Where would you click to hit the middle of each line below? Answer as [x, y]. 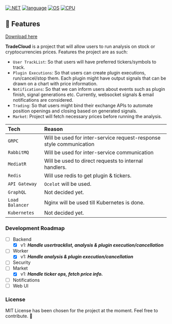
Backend [22, 239]
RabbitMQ [18, 152]
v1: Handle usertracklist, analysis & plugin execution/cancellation [92, 245]
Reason [53, 129]
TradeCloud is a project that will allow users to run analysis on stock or [80, 46]
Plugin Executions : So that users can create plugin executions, [79, 72]
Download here [21, 36]
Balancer [18, 205]
